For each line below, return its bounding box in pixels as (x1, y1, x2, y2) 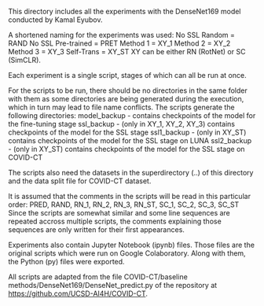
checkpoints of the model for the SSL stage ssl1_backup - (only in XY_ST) (8, 127, 247, 137)
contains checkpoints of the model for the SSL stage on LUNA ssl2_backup (8, 136, 252, 145)
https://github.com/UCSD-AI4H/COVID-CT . (8, 289, 148, 298)
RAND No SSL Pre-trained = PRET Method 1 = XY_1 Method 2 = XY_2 (8, 39, 231, 48)
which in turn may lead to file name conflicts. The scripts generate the (8, 102, 235, 112)
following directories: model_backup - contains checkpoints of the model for (8, 111, 256, 120)
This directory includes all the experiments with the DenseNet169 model (8, 7, 241, 16)
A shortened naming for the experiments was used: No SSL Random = (8, 31, 236, 39)
